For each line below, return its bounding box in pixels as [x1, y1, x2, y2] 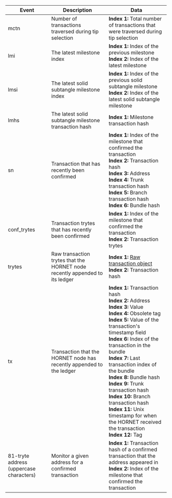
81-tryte [8, 452, 30, 459]
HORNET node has [51, 355, 96, 361]
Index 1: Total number [109, 15, 162, 22]
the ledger [51, 368, 76, 374]
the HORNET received [109, 419, 162, 425]
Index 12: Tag [109, 432, 142, 438]
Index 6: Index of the [109, 335, 159, 342]
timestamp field [109, 329, 146, 336]
